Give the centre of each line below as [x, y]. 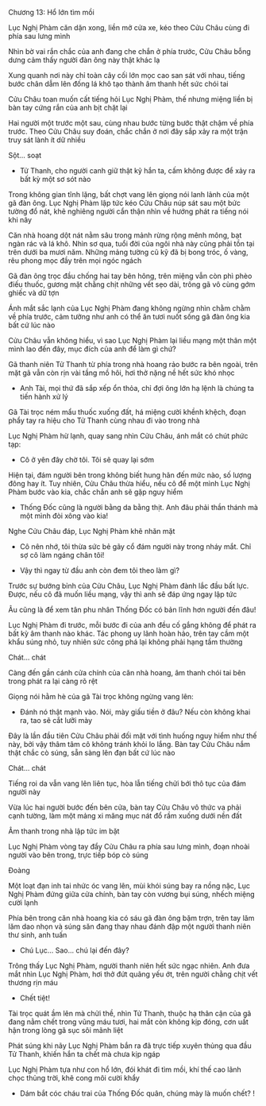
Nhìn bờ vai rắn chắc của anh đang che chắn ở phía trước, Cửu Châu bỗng [130, 51]
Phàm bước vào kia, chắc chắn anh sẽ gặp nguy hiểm [96, 492]
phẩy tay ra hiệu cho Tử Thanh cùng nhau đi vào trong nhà [104, 420]
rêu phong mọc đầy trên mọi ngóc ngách [75, 261]
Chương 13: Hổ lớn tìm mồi [52, 12]
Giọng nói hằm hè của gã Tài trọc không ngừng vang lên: [101, 696]
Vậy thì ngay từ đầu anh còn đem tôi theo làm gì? [100, 570]
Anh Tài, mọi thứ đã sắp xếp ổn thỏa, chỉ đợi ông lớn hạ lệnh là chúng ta [137, 388]
